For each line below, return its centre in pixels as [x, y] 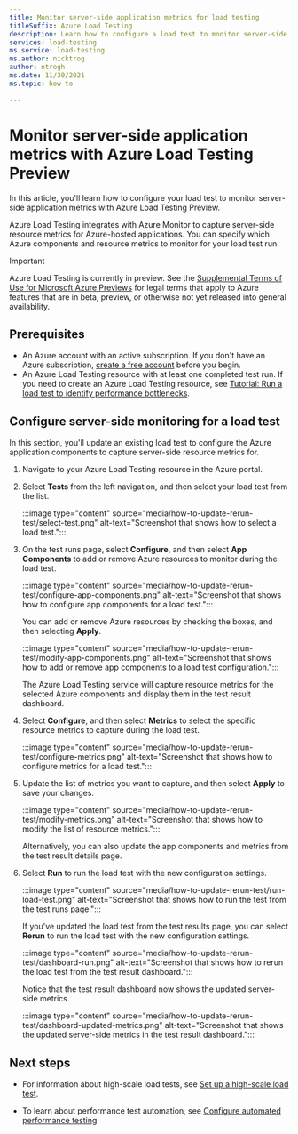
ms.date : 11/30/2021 [47, 76]
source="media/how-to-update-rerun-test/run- [199, 890]
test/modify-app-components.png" [86, 658]
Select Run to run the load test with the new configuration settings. [145, 873]
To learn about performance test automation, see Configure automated [151, 1111]
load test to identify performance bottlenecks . [106, 393]
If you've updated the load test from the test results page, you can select [155, 927]
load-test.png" [49, 900]
